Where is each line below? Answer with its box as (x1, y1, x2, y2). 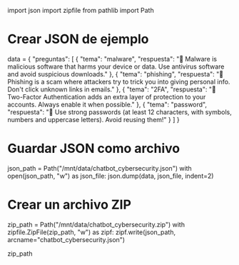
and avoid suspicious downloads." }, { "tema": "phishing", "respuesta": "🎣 (7, 69, 223, 78)
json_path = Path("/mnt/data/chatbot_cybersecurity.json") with (7, 164, 193, 172)
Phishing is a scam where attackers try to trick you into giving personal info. (7, 77, 230, 86)
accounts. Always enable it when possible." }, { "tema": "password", (7, 100, 208, 109)
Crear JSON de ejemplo (7, 31, 149, 47)
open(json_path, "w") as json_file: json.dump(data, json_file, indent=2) (7, 171, 214, 180)
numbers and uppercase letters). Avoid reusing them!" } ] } (7, 115, 180, 124)
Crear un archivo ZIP (7, 196, 132, 213)
